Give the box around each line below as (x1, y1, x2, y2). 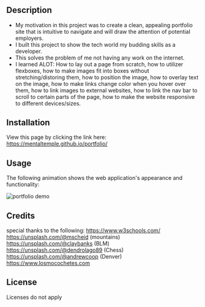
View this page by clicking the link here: (6, 134, 107, 141)
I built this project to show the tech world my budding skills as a (15, 41, 176, 48)
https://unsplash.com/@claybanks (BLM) (6, 240, 110, 247)
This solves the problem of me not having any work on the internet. (15, 54, 185, 61)
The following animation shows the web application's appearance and (6, 174, 183, 182)
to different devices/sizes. (15, 99, 81, 107)
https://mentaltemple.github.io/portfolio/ (6, 140, 108, 147)
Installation (6, 117, 50, 128)
